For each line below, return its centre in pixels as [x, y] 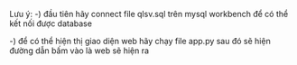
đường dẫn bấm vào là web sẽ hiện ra [79, 51]
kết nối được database [51, 23]
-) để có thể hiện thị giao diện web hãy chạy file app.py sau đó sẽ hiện [140, 41]
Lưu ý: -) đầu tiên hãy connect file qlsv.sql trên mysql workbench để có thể [149, 14]
